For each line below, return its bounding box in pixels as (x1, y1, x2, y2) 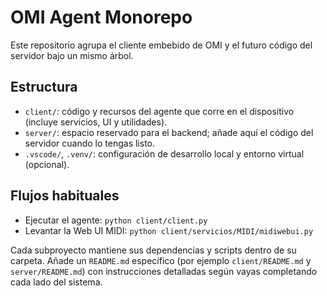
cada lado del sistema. (10, 276, 103, 288)
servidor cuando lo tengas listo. (24, 137, 156, 149)
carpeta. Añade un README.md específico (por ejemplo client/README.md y (10, 254, 312, 266)
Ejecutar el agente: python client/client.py (24, 214, 208, 226)
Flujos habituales (10, 187, 120, 205)
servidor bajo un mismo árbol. (10, 49, 134, 61)
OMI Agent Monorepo (10, 6, 193, 29)
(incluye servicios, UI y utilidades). (24, 116, 168, 128)
